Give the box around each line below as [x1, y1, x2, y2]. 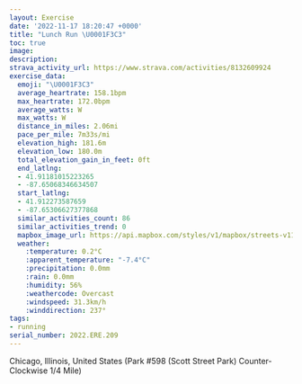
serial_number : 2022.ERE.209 [9, 331, 119, 340]
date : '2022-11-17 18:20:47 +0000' [9, 22, 143, 31]
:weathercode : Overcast [25, 289, 115, 298]
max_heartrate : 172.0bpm [17, 96, 111, 106]
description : [9, 55, 58, 64]
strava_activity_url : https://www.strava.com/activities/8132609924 [9, 64, 271, 73]
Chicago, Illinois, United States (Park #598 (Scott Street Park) [9, 355, 237, 366]
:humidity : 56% [25, 281, 83, 290]
